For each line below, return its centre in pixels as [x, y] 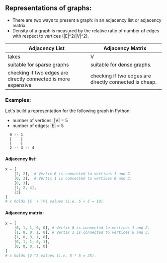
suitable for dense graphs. [121, 65]
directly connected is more [39, 79]
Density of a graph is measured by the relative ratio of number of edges [86, 31]
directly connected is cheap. [124, 82]
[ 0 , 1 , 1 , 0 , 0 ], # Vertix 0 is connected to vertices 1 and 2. [82, 228]
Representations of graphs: [48, 8]
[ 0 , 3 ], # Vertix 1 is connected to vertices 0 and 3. [73, 179]
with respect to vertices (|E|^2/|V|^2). [51, 36]
